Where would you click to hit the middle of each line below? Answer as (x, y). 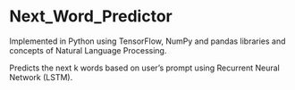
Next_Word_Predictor (91, 16)
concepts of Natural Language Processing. (88, 50)
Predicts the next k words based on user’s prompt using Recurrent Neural (144, 68)
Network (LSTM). (41, 77)
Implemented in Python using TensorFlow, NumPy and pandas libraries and (147, 41)
